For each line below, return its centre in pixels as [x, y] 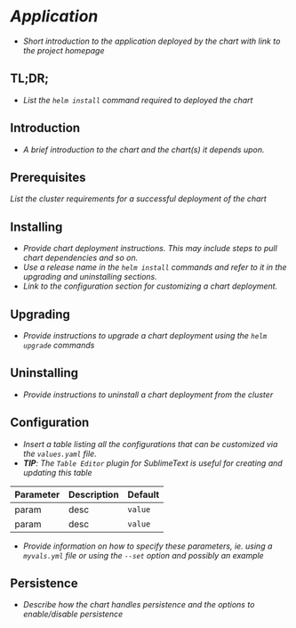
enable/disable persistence [73, 614]
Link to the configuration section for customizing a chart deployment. [150, 286]
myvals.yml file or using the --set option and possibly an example [144, 555]
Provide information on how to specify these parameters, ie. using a [148, 546]
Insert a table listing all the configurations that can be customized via [150, 444]
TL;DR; [30, 79]
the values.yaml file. [60, 453]
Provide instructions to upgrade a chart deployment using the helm [145, 335]
